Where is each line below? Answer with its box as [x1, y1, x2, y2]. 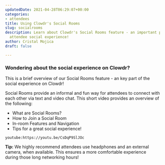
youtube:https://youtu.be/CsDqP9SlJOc [5, 135, 84, 140]
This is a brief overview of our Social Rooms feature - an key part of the [5, 75, 150, 81]
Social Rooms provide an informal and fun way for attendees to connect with [5, 90, 160, 96]
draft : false [5, 44, 32, 49]
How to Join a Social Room [12, 115, 67, 121]
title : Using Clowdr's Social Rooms [5, 21, 80, 26]
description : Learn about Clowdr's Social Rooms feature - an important [5, 30, 157, 35]
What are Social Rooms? [12, 110, 62, 116]
